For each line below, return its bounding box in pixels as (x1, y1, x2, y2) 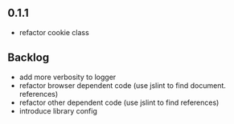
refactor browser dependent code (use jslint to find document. (18, 80, 227, 90)
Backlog (7, 51, 50, 65)
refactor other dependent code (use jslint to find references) (18, 98, 220, 107)
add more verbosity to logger (18, 72, 117, 82)
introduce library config (18, 106, 98, 115)
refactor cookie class (18, 27, 89, 37)
